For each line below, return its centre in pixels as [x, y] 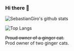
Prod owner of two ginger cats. [37, 43]
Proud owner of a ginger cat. [35, 38]
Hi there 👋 [17, 8]
